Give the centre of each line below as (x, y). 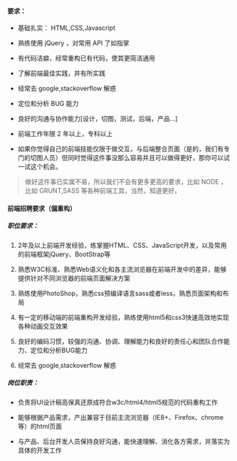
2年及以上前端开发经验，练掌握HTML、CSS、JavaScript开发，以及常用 (122, 245)
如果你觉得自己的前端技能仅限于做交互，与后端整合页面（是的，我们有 (121, 149)
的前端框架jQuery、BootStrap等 (64, 254)
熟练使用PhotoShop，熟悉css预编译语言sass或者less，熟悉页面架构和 (120, 293)
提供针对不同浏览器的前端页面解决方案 (74, 278)
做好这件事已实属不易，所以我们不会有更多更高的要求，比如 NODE (122, 182)
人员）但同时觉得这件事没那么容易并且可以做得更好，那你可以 (133, 158)
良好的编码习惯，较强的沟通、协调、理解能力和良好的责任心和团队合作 (121, 341)
